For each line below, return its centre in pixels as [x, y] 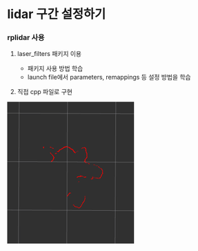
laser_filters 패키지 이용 [49, 54]
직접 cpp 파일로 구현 [44, 92]
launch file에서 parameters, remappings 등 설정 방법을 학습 [109, 77]
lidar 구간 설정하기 [57, 14]
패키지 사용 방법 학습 [55, 68]
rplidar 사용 [26, 37]
